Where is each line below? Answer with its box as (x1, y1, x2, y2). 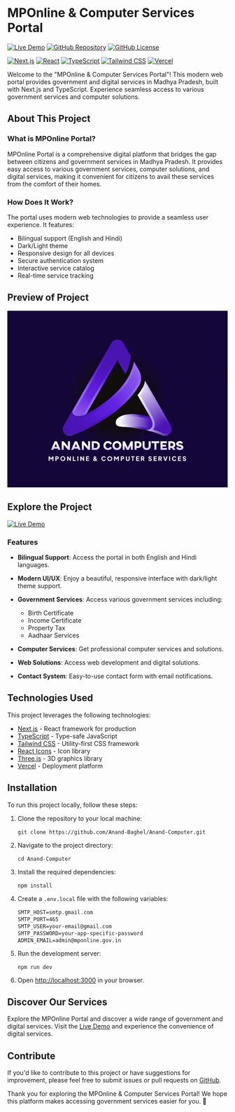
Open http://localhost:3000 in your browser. (17, 976, 145, 984)
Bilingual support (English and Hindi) (17, 233, 123, 243)
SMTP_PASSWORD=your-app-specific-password (17, 930, 143, 937)
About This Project (7, 113, 91, 125)
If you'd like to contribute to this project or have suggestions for (7, 1069, 191, 1077)
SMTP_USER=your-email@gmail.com (17, 923, 112, 930)
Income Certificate (27, 616, 82, 625)
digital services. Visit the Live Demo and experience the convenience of (7, 1022, 214, 1031)
